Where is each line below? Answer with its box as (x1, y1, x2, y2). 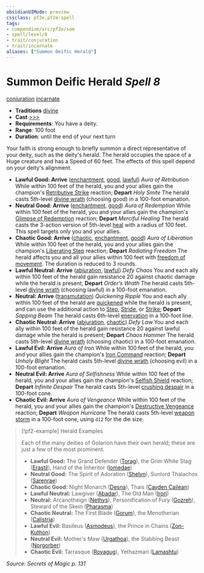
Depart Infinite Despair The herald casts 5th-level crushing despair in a (15, 383, 194, 390)
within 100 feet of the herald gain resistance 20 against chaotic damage (15, 272, 195, 280)
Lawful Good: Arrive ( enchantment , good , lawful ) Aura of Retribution (15, 176, 189, 183)
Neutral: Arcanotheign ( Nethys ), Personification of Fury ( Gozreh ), (30, 496, 195, 504)
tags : (6, 20, 20, 26)
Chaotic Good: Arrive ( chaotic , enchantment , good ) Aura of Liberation (15, 234, 193, 241)
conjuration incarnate (6, 95, 60, 102)
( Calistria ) (30, 516, 55, 523)
